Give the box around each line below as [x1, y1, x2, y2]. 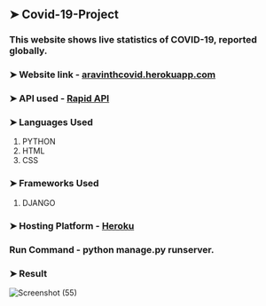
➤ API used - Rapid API [9, 92, 110, 105]
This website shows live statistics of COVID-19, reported [9, 34, 257, 46]
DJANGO [21, 197, 56, 208]
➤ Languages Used [9, 116, 93, 129]
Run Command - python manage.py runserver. [9, 243, 215, 255]
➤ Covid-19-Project [9, 7, 120, 22]
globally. [9, 44, 48, 57]
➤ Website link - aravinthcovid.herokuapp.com [9, 68, 216, 81]
